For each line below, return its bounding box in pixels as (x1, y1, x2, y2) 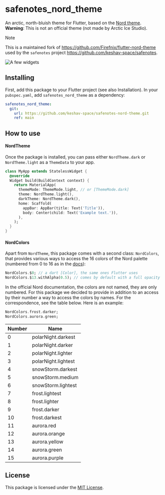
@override (9, 173, 30, 178)
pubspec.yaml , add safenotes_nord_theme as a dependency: (5, 92, 125, 98)
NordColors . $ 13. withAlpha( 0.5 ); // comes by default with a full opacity (5, 275, 161, 280)
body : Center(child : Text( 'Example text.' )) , (23, 210, 119, 215)
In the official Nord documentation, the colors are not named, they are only (5, 284, 157, 290)
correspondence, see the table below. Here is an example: (5, 300, 124, 306)
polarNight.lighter (32, 349, 73, 356)
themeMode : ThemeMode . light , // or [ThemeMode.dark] (18, 187, 129, 192)
